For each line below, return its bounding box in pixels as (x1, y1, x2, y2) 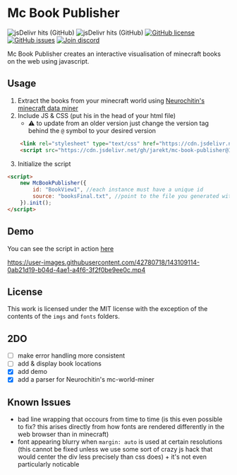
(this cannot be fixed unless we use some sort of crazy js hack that (17, 445, 213, 454)
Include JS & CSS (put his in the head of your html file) (17, 111, 176, 119)
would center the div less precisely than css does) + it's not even (17, 452, 207, 461)
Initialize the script (17, 159, 71, 168)
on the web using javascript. (7, 57, 90, 65)
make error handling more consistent (17, 351, 126, 360)
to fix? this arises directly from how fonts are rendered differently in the (17, 423, 225, 431)
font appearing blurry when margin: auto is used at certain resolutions (17, 438, 223, 446)
